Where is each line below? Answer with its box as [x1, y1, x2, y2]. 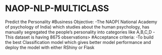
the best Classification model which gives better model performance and [5, 39, 151, 45]
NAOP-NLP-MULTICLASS [5, 3, 109, 14]
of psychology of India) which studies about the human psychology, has [5, 24, 150, 29]
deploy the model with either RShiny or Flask [5, 44, 95, 50]
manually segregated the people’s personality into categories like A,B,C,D [5, 29, 152, 35]
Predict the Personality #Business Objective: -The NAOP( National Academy [5, 19, 157, 25]
